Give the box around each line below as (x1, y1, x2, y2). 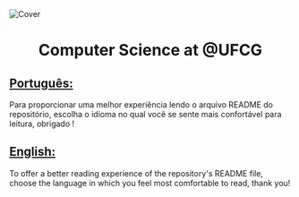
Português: (9, 75, 73, 90)
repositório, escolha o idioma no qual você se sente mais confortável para (9, 109, 282, 119)
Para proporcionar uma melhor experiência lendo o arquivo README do (9, 99, 273, 110)
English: (9, 144, 56, 159)
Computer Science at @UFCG (38, 40, 262, 61)
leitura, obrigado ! (9, 118, 75, 129)
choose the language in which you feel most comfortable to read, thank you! (9, 177, 291, 188)
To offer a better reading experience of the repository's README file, (9, 167, 264, 178)
